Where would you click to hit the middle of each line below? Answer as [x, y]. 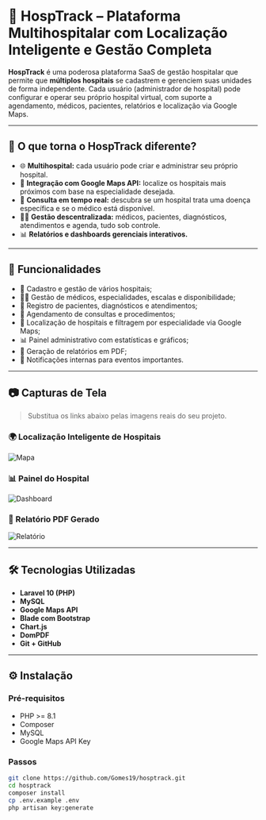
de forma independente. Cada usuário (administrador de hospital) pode [125, 89]
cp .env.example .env [44, 800]
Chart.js [33, 627]
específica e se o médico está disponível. [87, 208]
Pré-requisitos [36, 699]
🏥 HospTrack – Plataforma [95, 16]
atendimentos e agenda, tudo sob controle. [90, 225]
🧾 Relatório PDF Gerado [54, 519]
